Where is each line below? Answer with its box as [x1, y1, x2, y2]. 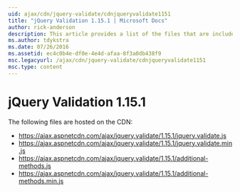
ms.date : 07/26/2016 [8, 43, 70, 50]
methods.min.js [18, 176, 64, 185]
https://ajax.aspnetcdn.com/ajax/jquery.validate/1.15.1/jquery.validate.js [18, 131, 227, 139]
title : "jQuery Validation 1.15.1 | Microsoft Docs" [8, 17, 168, 24]
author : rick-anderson [8, 23, 75, 31]
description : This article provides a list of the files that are [8, 30, 209, 38]
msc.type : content [8, 63, 63, 70]
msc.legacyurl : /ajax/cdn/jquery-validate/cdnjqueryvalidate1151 [8, 57, 206, 64]
